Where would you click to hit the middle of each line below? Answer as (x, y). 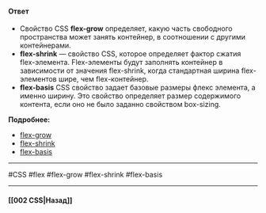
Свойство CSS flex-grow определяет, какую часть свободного (126, 29)
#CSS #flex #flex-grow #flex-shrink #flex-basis (85, 175)
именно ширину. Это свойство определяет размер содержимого (130, 96)
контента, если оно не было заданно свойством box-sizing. (120, 105)
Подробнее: (29, 120)
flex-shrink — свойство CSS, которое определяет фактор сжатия (130, 54)
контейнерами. (45, 46)
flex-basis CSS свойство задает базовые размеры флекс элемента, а (137, 88)
